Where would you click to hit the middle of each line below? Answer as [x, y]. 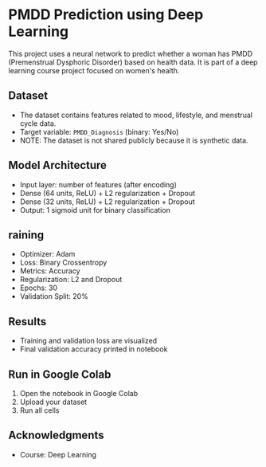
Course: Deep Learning [58, 454]
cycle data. [38, 123]
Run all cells [39, 410]
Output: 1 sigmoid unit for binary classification [95, 210]
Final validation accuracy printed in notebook [94, 349]
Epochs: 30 [39, 288]
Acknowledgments [57, 436]
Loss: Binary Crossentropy [63, 263]
